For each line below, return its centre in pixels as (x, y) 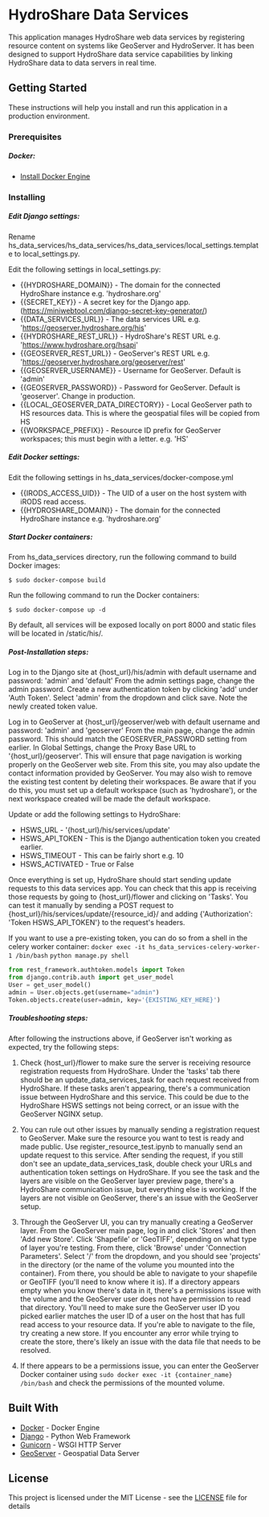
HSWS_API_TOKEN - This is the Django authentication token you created (140, 839)
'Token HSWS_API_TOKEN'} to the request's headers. (97, 923)
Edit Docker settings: (44, 457)
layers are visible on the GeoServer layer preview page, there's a (127, 1181)
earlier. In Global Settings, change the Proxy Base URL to (102, 748)
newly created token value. (53, 706)
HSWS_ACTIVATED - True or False (77, 864)
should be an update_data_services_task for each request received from (139, 1079)
